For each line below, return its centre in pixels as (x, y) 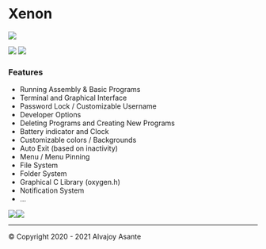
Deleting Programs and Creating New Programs (97, 123)
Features (26, 72)
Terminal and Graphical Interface (73, 98)
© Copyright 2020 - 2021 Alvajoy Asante (75, 237)
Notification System (52, 190)
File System (39, 165)
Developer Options (50, 115)
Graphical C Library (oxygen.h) (70, 182)
